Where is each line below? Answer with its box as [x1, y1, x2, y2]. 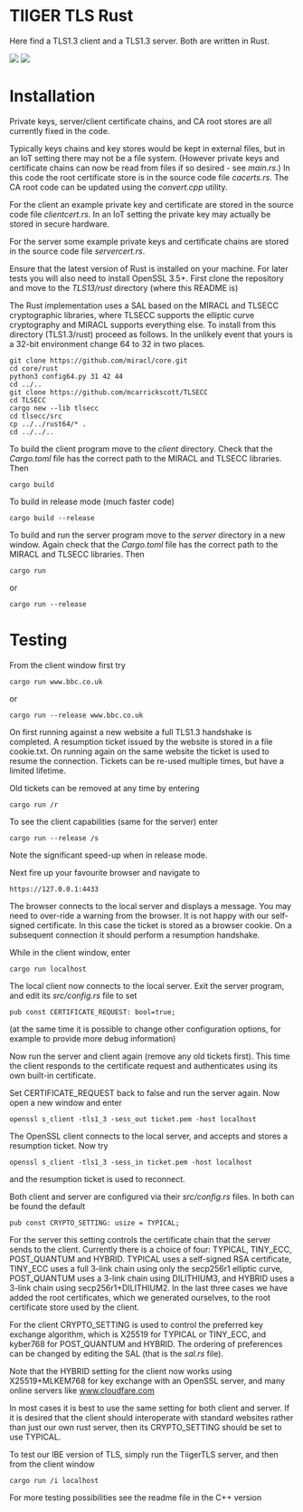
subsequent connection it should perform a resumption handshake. [9, 929, 260, 940]
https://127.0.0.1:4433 [9, 885, 99, 894]
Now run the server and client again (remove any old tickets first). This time [9, 1051, 291, 1061]
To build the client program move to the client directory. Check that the [9, 443, 273, 454]
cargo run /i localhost [9, 1476, 99, 1485]
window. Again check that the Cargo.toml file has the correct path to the [9, 538, 279, 549]
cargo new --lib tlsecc [9, 403, 99, 412]
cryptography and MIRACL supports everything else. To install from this [9, 319, 277, 330]
